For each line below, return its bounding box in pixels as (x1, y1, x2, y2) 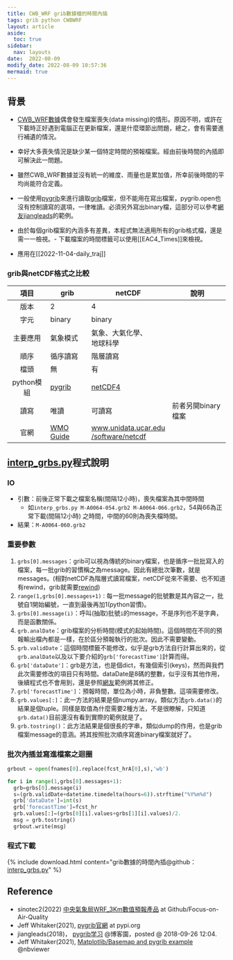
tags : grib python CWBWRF (7, 17, 82, 24)
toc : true (13, 36, 42, 43)
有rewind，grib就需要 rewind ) (17, 583, 101, 591)
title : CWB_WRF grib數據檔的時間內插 (7, 10, 108, 17)
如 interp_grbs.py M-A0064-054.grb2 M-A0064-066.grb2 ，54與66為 (27, 504, 216, 512)
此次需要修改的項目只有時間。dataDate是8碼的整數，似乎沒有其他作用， (17, 669, 223, 678)
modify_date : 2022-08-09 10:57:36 (7, 62, 107, 69)
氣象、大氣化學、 (91, 327, 147, 337)
